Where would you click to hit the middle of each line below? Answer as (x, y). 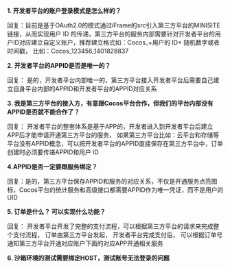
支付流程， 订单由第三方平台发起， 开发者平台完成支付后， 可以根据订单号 (118, 235)
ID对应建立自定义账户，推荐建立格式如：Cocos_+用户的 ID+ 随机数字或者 (116, 42)
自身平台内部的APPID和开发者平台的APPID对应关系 (85, 89)
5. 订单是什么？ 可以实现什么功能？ (57, 211)
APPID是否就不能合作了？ (44, 112)
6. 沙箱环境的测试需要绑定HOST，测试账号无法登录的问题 (88, 258)
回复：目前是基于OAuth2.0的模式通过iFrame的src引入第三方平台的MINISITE (114, 25)
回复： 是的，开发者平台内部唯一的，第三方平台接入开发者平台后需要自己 (110, 80)
